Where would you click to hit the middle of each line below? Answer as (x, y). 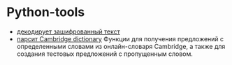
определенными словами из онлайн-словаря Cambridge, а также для (121, 46)
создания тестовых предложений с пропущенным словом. (105, 54)
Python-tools (46, 12)
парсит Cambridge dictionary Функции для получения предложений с (120, 38)
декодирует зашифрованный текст (68, 31)
